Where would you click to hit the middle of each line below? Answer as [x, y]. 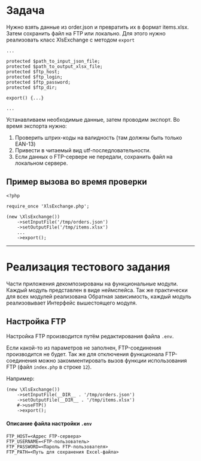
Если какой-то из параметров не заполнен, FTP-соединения [84, 348]
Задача [25, 10]
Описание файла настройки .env [49, 424]
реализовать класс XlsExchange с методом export [71, 40]
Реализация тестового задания [88, 267]
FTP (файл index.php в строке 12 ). [49, 367]
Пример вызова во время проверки [77, 182]
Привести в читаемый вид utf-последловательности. [83, 150]
